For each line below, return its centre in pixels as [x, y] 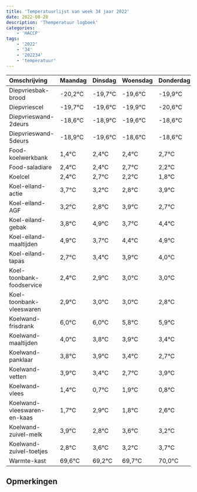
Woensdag [137, 80]
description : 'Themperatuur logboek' [52, 22]
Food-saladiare [30, 167]
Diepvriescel [26, 107]
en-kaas [21, 418]
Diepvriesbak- [29, 90]
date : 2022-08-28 [27, 17]
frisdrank [21, 326]
